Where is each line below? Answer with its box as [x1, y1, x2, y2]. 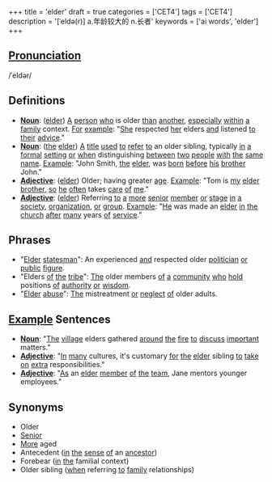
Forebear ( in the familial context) [19, 456, 130, 466]
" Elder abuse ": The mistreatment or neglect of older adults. [19, 289, 218, 298]
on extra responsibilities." [19, 360, 105, 370]
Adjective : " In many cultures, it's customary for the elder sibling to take [19, 351, 259, 361]
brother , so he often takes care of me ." [19, 184, 150, 193]
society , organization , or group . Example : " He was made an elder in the [19, 201, 258, 211]
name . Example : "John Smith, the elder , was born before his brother [19, 158, 246, 168]
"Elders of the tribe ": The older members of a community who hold [19, 272, 244, 281]
